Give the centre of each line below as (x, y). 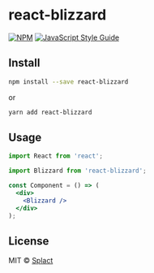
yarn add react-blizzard (50, 112)
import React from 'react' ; (56, 156)
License (29, 241)
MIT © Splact (31, 261)
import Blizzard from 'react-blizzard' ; (78, 171)
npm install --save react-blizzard (68, 82)
